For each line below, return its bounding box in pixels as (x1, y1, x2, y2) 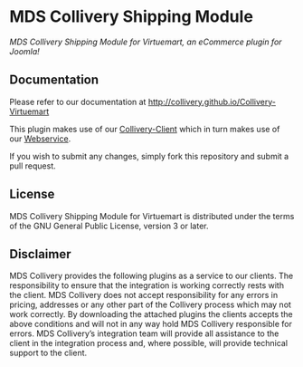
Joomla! (9, 45, 41, 56)
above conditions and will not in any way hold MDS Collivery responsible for (9, 319, 292, 330)
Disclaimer (9, 246, 71, 262)
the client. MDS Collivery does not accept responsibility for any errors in (9, 290, 279, 301)
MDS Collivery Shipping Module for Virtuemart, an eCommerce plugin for (9, 36, 282, 47)
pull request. (9, 160, 56, 171)
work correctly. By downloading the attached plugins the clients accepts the (9, 309, 293, 320)
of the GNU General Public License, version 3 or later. (9, 220, 209, 231)
